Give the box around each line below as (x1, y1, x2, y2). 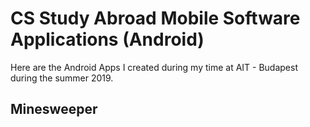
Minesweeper (10, 101, 98, 118)
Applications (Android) (10, 28, 205, 51)
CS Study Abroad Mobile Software (10, 7, 301, 30)
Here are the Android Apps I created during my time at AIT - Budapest (10, 61, 299, 73)
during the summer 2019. (10, 72, 114, 84)
